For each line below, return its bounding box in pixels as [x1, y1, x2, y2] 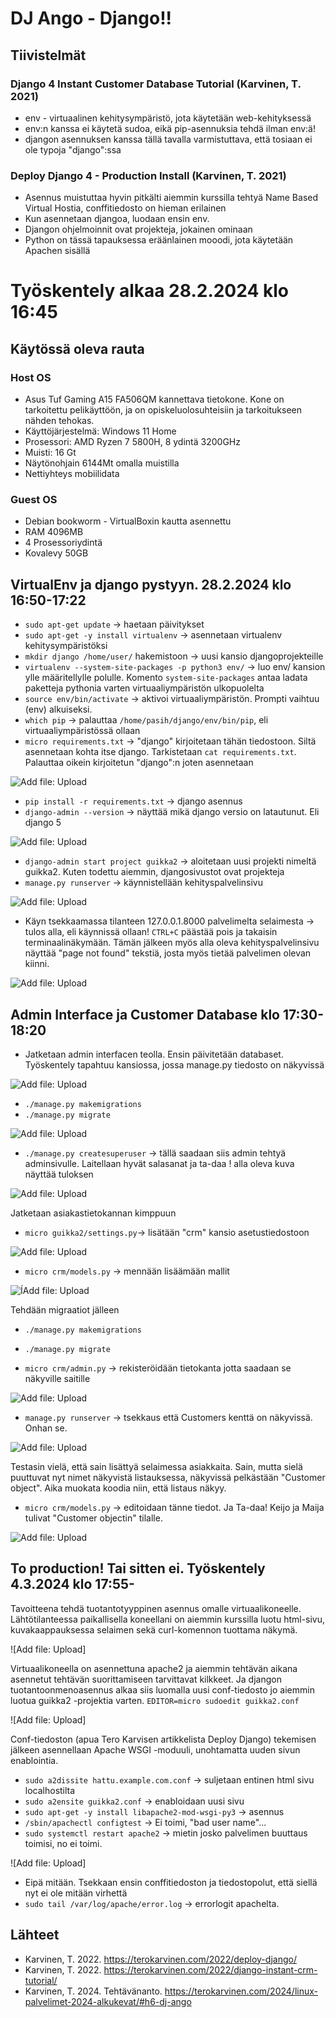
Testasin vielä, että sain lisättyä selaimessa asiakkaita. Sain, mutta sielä [10, 1460, 303, 1472]
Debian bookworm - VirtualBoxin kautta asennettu [24, 515, 232, 527]
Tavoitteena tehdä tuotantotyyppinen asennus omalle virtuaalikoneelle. [10, 1602, 302, 1614]
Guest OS [10, 492, 58, 506]
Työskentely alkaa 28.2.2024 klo [10, 280, 290, 302]
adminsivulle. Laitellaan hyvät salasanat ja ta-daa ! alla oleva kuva [24, 1157, 295, 1169]
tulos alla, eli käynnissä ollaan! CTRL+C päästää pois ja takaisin [24, 926, 278, 938]
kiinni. [24, 958, 50, 970]
